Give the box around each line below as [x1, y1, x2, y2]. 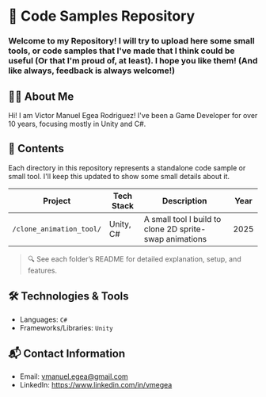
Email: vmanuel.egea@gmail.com [19, 372, 128, 381]
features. [27, 265, 58, 275]
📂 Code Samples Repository [8, 7, 196, 25]
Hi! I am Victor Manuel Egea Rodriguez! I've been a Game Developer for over [8, 110, 258, 120]
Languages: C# [19, 315, 68, 324]
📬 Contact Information [8, 346, 126, 360]
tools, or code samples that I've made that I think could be [8, 45, 235, 56]
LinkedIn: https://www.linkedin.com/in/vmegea [19, 380, 173, 390]
